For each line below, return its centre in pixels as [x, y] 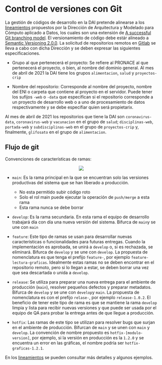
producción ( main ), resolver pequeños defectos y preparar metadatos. [82, 287]
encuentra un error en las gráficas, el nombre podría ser [68, 343]
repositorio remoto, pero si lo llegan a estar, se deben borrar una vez [80, 267]
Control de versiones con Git [64, 9]
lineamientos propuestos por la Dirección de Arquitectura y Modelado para [79, 27]
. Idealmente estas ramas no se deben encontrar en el [101, 262]
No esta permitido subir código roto [55, 192]
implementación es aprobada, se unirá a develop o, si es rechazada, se [82, 247]
